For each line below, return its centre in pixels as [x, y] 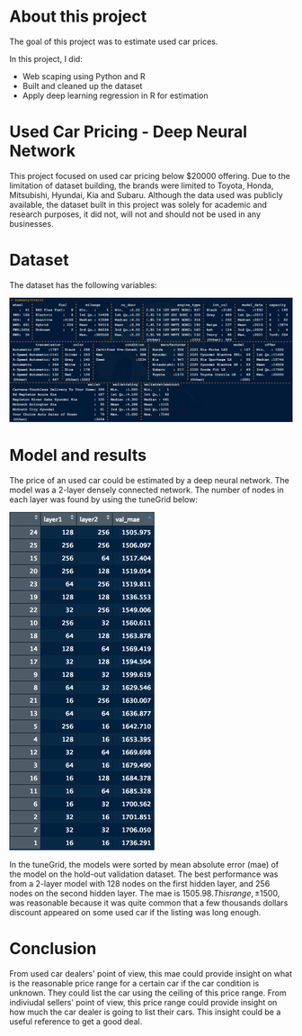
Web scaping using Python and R [84, 76]
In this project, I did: [46, 59]
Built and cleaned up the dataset [82, 86]
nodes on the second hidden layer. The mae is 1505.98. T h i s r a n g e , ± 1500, [145, 893]
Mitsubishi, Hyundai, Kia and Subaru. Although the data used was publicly [146, 194]
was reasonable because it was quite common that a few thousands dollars [149, 903]
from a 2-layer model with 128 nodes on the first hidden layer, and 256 [140, 883]
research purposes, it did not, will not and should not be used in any [135, 214]
